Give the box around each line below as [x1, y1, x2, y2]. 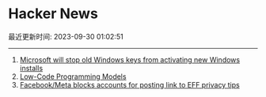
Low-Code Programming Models [19, 72, 127, 81]
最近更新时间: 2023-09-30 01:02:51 [8, 32, 124, 41]
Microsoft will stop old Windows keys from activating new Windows [19, 54, 240, 64]
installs [19, 63, 44, 73]
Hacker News [8, 5, 99, 23]
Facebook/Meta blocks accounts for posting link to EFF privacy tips [19, 80, 240, 89]
